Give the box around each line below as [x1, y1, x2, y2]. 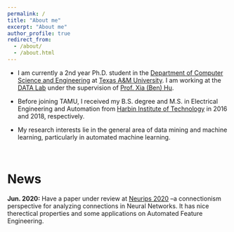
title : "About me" [7, 17, 61, 24]
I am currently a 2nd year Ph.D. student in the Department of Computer [17, 68, 223, 77]
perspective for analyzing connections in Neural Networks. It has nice [7, 201, 209, 210]
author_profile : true [7, 29, 71, 37]
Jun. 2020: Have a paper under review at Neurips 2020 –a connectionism [7, 194, 221, 203]
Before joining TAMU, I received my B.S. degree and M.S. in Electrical [17, 97, 219, 105]
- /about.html [13, 50, 55, 57]
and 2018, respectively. [17, 111, 85, 120]
